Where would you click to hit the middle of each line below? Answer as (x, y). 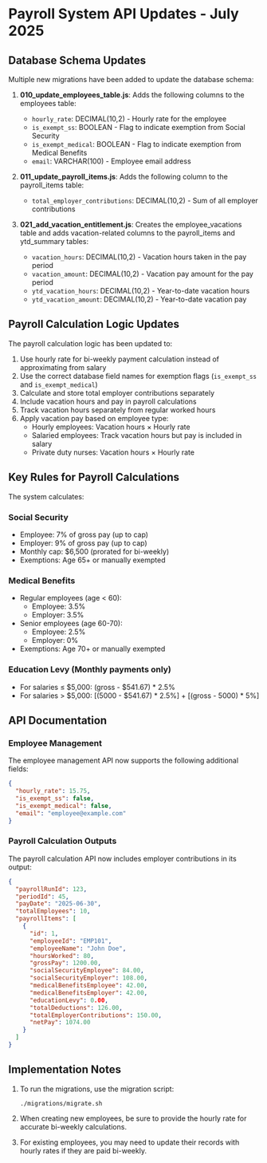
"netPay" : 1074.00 (60, 1023)
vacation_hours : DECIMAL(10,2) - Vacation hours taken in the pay (139, 257)
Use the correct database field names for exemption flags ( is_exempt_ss (138, 376)
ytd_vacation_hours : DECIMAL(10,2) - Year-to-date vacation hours (141, 291)
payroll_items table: (52, 185)
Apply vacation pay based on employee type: (94, 418)
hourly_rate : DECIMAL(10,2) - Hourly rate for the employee (129, 119)
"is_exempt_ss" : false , (55, 798)
